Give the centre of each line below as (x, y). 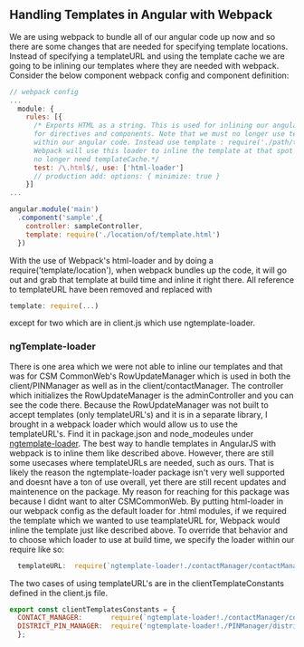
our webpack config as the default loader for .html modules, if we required (148, 510)
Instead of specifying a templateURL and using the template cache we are (147, 56)
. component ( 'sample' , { (60, 218)
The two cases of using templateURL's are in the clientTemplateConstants (147, 583)
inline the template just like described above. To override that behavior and (148, 530)
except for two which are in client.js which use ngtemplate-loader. (133, 323)
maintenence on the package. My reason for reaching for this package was (149, 491)
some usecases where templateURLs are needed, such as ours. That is (142, 462)
